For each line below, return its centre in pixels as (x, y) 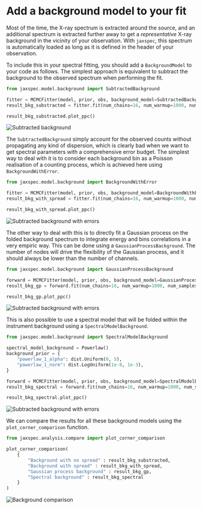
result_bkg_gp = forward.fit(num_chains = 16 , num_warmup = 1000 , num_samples (102, 286)
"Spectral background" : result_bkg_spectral (86, 477)
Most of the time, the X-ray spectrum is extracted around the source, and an (101, 28)
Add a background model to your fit (96, 11)
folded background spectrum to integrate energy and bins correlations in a (99, 239)
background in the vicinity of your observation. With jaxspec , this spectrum (99, 40)
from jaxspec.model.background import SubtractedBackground (83, 88)
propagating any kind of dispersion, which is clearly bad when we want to (98, 146)
